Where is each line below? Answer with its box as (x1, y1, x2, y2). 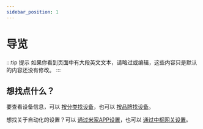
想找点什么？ (6, 86, 55, 96)
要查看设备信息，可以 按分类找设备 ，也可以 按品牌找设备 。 (6, 103, 154, 111)
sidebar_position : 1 (6, 9, 59, 15)
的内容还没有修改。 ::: (6, 66, 61, 73)
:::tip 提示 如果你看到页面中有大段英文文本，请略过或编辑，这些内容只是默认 (6, 59, 197, 66)
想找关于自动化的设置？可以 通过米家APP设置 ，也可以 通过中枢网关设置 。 (6, 116, 191, 123)
